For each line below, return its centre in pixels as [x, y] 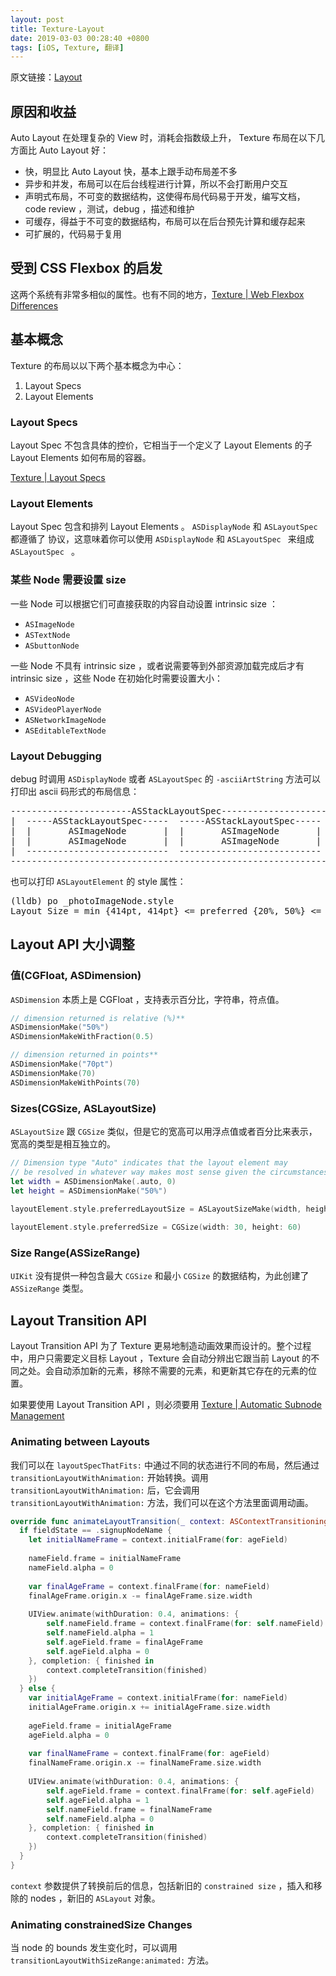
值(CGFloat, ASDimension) [76, 976]
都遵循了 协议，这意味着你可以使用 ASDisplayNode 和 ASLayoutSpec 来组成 [162, 539]
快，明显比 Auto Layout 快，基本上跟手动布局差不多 [131, 172]
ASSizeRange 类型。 [49, 1288]
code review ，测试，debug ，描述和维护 [109, 209]
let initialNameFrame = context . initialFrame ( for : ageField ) [158, 1540]
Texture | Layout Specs [58, 477]
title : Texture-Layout [57, 29]
